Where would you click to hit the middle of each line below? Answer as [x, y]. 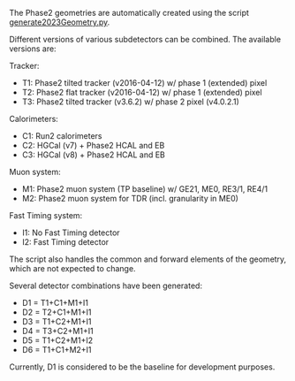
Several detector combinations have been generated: [106, 286]
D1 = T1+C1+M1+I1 [55, 303]
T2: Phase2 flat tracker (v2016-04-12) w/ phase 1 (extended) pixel [142, 92]
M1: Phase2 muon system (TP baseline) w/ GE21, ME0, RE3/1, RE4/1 [145, 189]
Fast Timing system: [46, 215]
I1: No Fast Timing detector [71, 232]
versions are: [33, 49]
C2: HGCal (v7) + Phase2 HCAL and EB [93, 145]
